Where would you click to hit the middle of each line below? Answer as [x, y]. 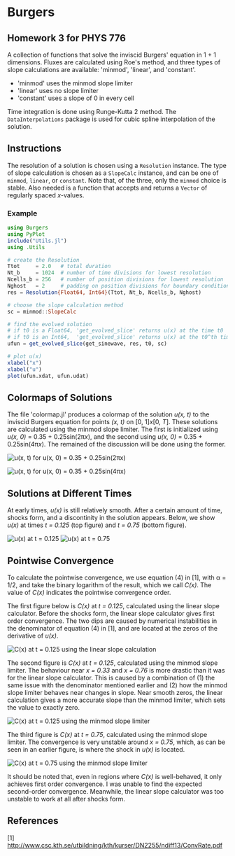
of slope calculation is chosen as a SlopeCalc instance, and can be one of [113, 173]
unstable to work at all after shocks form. [66, 799]
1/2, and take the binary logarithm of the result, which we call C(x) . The [109, 585]
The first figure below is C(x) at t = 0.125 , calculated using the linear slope [114, 606]
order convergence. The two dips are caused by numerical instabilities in [112, 621]
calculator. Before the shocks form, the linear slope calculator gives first [111, 614]
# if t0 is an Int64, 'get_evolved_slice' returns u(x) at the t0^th [112, 337]
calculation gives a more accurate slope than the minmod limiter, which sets [116, 700]
